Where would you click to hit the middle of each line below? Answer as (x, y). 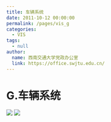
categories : (21, 29)
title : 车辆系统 (25, 12)
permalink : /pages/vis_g (38, 23)
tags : (13, 40)
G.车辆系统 (34, 95)
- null (20, 47)
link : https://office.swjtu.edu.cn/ (58, 63)
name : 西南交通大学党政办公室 (45, 58)
